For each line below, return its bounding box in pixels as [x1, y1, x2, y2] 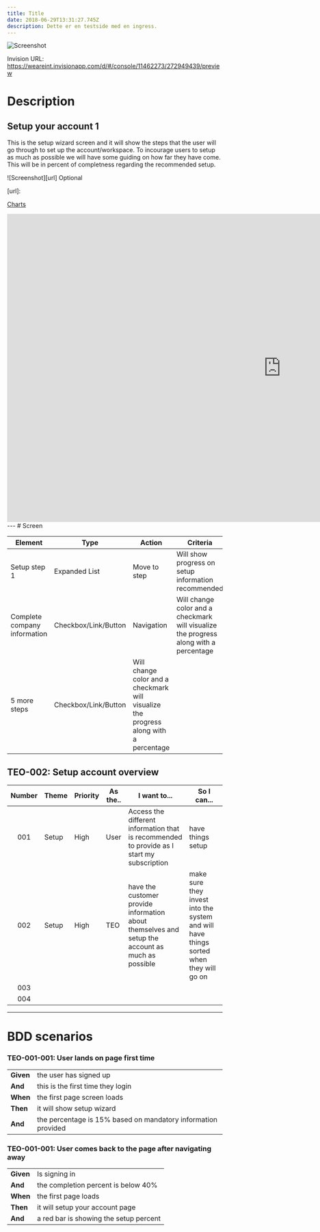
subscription [128, 858, 169, 868]
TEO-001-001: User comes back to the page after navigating [7, 1144, 212, 1153]
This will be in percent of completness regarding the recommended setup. [7, 160, 216, 168]
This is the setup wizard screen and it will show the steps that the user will [7, 138, 217, 147]
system [189, 912, 213, 922]
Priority [74, 791, 100, 801]
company [10, 620, 41, 630]
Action [139, 538, 163, 548]
